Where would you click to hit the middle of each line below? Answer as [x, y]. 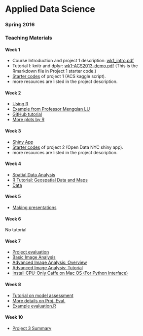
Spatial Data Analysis [34, 174]
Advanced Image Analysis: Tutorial [47, 268]
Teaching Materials [29, 38]
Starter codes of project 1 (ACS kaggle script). [59, 76]
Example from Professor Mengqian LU [51, 109]
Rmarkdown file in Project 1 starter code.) [54, 71]
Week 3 [13, 131]
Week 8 [13, 285]
